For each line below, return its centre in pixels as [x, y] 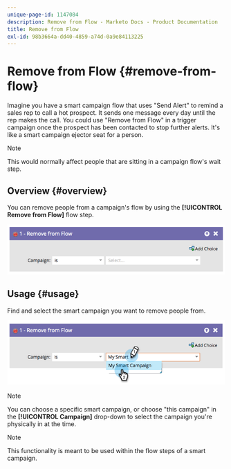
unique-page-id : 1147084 [43, 15]
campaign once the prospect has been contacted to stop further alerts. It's [113, 127]
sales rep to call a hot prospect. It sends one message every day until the [111, 113]
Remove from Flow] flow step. [51, 215]
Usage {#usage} [43, 294]
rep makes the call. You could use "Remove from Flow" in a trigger [102, 120]
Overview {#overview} [57, 191]
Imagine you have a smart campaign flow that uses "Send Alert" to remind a [115, 105]
